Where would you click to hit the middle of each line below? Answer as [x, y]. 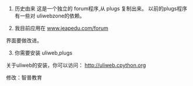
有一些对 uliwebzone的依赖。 [49, 16]
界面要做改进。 [24, 40]
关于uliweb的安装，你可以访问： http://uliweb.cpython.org [76, 65]
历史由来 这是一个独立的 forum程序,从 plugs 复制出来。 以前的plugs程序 [101, 8]
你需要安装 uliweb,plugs [43, 53]
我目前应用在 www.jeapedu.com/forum [61, 28]
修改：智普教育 [24, 78]
